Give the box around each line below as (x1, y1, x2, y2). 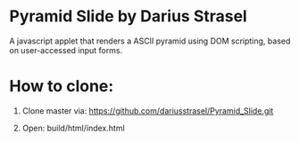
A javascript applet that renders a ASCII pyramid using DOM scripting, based (9, 35, 291, 46)
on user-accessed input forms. (9, 44, 123, 55)
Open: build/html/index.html (21, 122, 125, 133)
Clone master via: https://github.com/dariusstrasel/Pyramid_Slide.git (21, 105, 274, 116)
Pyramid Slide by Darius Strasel (9, 6, 247, 27)
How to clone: (9, 76, 114, 97)
